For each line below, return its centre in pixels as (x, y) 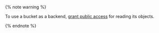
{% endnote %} (21, 26)
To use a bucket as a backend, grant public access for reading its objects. (80, 16)
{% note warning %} (26, 7)
